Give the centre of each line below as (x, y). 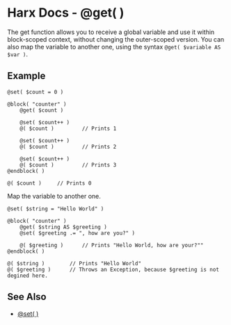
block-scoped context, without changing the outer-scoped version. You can (116, 39)
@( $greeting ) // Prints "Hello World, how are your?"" (112, 245)
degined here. (28, 276)
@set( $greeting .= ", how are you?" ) (78, 233)
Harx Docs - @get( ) (66, 13)
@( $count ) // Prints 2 (68, 147)
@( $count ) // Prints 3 (68, 165)
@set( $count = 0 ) (35, 92)
